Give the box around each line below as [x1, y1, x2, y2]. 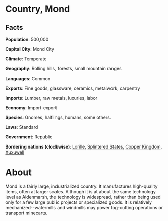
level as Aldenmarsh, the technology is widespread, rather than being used [5, 194, 161, 200]
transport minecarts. [5, 210, 48, 216]
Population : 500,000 [5, 36, 49, 42]
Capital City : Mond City [5, 46, 54, 52]
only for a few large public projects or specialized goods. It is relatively [5, 199, 152, 205]
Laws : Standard [5, 124, 38, 130]
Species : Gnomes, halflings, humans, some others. [5, 114, 111, 120]
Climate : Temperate [5, 56, 47, 62]
